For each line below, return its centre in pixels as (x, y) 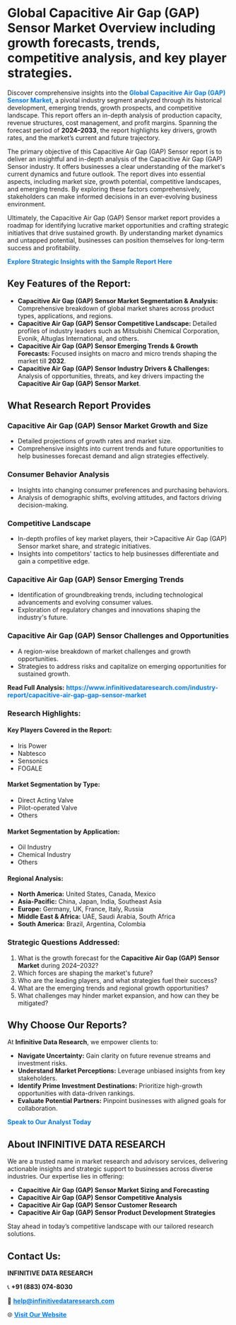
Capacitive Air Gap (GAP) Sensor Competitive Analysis (100, 1198)
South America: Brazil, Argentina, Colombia (82, 924)
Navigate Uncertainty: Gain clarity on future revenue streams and (114, 1056)
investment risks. (42, 1063)
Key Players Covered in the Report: (60, 730)
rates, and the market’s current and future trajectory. (84, 138)
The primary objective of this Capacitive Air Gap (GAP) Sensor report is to (115, 151)
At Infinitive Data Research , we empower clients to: (83, 1042)
